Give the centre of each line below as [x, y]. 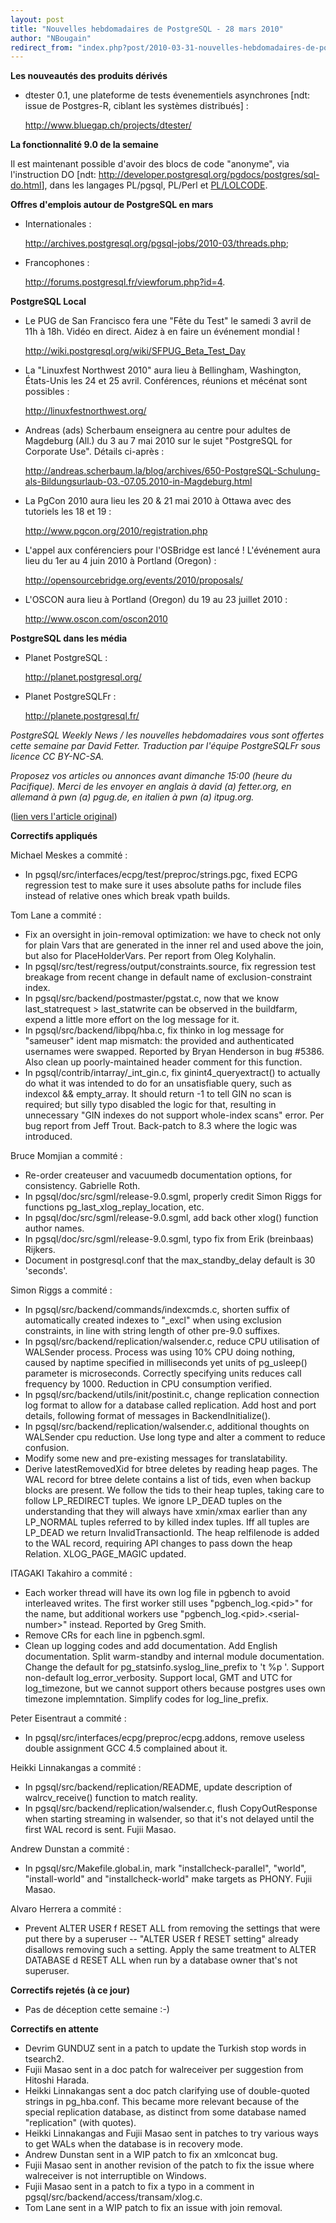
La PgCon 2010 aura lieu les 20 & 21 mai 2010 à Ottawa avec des [158, 501]
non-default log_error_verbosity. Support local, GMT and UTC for [158, 1678]
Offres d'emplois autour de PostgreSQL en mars [112, 205]
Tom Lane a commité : [56, 915]
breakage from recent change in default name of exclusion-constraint [168, 977]
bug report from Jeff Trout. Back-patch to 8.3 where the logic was [161, 1126]
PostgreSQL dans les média [69, 638]
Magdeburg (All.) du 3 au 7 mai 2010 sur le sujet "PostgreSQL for [158, 441]
